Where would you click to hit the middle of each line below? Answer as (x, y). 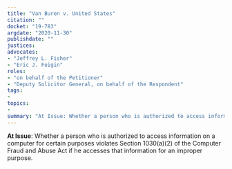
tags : (15, 90)
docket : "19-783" (32, 26)
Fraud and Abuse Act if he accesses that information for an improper (105, 150)
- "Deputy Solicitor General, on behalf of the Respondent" (96, 84)
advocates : (23, 52)
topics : (18, 103)
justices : (21, 46)
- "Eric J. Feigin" (35, 65)
